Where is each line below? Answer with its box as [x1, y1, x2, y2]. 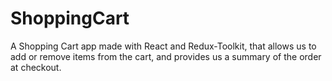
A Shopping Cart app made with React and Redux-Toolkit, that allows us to [10, 40, 317, 52]
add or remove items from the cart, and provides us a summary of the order [10, 50, 322, 62]
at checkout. [10, 61, 62, 73]
